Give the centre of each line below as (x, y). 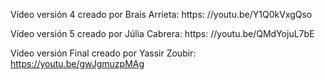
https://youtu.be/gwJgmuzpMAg (77, 63)
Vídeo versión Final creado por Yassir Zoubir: (103, 53)
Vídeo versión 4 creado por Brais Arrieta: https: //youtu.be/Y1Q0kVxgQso (161, 14)
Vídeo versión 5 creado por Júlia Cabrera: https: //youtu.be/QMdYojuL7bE (162, 33)
